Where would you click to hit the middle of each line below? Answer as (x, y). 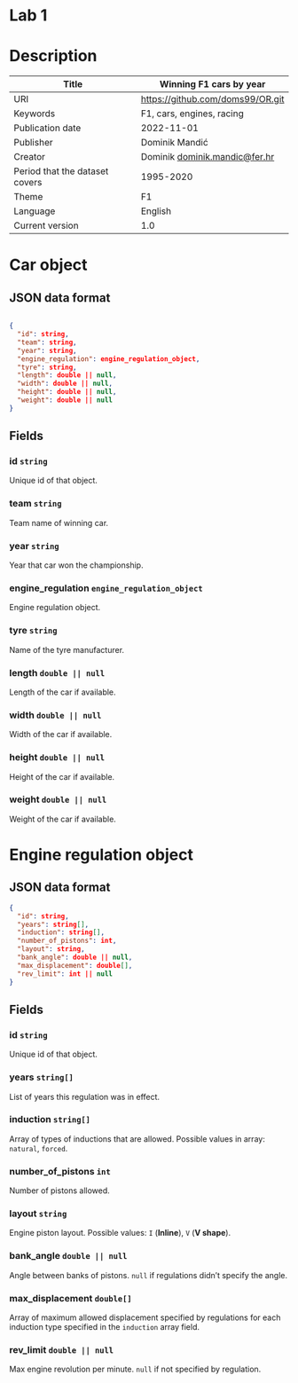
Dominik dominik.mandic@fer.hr (208, 157)
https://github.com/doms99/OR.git (212, 99)
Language (35, 211)
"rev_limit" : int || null (65, 974)
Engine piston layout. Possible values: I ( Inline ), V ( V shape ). (120, 1233)
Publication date (47, 128)
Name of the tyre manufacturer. (67, 649)
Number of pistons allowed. (60, 1190)
